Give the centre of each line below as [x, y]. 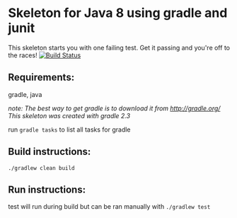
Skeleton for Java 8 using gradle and [118, 13]
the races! [23, 55]
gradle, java [25, 94]
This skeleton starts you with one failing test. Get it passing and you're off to [119, 47]
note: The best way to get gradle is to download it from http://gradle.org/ [114, 108]
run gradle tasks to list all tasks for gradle [69, 130]
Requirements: [41, 78]
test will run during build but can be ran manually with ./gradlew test [109, 207]
